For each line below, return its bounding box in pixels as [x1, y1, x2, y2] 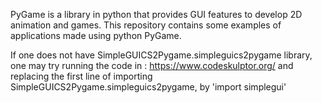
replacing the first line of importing [10, 70, 153, 82]
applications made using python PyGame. [10, 30, 182, 41]
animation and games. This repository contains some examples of [10, 19, 282, 31]
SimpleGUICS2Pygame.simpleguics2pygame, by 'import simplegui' [10, 81, 287, 93]
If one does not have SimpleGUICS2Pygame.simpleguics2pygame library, [10, 49, 313, 61]
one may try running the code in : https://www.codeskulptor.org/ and [10, 60, 294, 71]
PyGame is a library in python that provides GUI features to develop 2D [10, 9, 303, 20]
